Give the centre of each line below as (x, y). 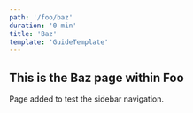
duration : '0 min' (43, 26)
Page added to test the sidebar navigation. (87, 99)
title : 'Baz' (33, 34)
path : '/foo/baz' (41, 17)
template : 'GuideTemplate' (59, 42)
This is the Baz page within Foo (96, 77)
